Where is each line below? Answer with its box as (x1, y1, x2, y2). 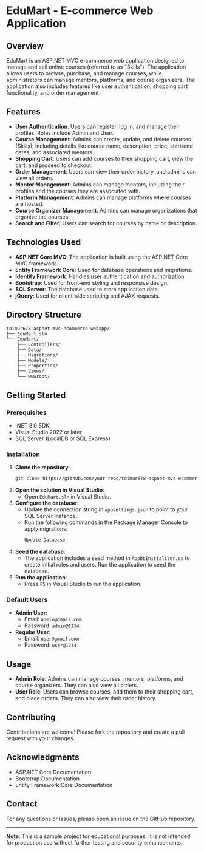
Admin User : (15, 609, 47, 616)
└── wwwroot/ (17, 373, 50, 380)
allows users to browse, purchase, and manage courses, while (6, 70, 163, 77)
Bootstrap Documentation (15, 775, 80, 782)
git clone (15, 475, 41, 482)
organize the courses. (15, 213, 70, 220)
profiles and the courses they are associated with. (15, 187, 141, 194)
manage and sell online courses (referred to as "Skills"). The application (6, 63, 186, 70)
